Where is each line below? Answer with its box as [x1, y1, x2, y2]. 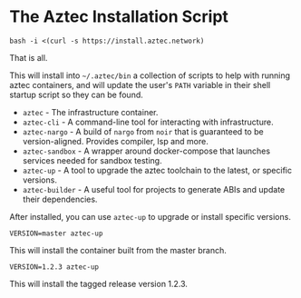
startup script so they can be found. [9, 89, 143, 100]
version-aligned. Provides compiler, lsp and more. [22, 135, 209, 146]
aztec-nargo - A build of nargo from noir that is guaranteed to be [22, 125, 265, 137]
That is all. [9, 52, 48, 63]
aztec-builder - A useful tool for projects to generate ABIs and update [22, 184, 286, 194]
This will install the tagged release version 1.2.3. [9, 278, 189, 289]
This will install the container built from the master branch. [9, 244, 227, 255]
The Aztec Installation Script [9, 6, 229, 27]
